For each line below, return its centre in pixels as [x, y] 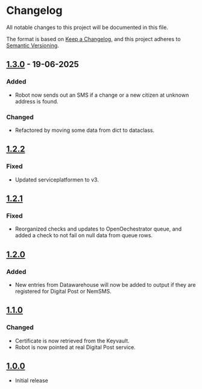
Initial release [31, 381]
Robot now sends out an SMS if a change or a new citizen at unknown [102, 95]
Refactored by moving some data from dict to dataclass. [85, 130]
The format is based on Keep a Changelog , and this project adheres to [93, 39]
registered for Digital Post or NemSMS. [63, 291]
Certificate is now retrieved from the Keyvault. [72, 341]
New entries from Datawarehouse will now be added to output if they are [105, 284]
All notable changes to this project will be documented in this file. [87, 27]
